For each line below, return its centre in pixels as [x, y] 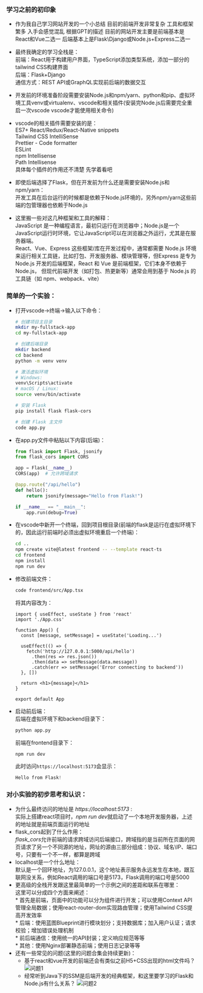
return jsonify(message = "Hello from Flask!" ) [85, 496]
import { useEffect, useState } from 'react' [73, 614]
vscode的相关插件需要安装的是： [56, 123]
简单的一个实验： [31, 296]
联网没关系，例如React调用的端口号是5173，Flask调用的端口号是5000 [102, 877]
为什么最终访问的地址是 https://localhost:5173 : [74, 809]
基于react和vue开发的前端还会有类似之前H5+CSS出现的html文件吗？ [110, 960]
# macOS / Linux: [37, 389]
